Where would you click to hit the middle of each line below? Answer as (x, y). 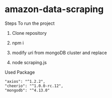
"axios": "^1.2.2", (25, 81)
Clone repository (29, 33)
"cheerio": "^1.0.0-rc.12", (34, 86)
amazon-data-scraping (54, 9)
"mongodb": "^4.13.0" (27, 90)
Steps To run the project (30, 23)
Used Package (20, 72)
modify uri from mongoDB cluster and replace (60, 53)
